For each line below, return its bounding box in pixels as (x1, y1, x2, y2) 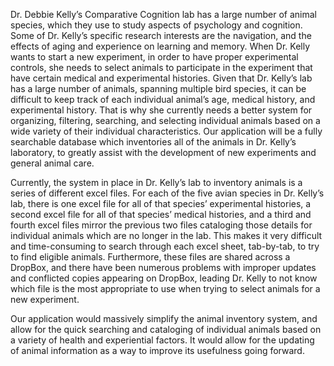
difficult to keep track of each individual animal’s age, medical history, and (10, 94, 316, 105)
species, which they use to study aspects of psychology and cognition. (10, 19, 303, 31)
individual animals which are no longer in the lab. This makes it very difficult (10, 230, 323, 241)
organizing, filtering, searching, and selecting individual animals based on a (10, 115, 321, 126)
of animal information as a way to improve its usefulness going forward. (10, 345, 305, 356)
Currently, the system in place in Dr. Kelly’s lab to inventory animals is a (10, 177, 303, 188)
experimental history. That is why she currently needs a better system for (10, 104, 313, 116)
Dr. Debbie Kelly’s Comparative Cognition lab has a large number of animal (10, 9, 318, 20)
